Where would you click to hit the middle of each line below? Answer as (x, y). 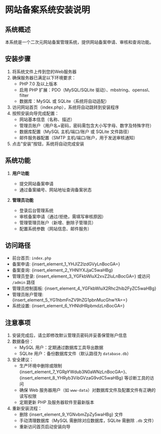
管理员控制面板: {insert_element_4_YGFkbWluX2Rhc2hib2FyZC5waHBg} (84, 288)
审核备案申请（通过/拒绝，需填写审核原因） (63, 216)
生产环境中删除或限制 (40, 366)
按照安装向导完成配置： (35, 113)
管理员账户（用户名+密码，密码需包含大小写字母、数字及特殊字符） (87, 125)
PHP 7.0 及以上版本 (38, 84)
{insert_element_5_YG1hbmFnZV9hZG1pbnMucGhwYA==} (70, 300)
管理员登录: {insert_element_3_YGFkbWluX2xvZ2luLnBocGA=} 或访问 (81, 276)
